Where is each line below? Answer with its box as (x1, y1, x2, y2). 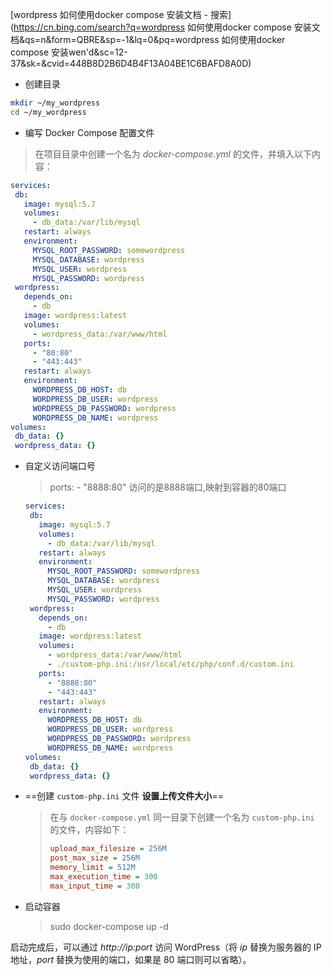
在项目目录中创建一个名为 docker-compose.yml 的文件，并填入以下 (34, 148, 312, 160)
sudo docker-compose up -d (49, 920, 169, 932)
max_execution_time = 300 (49, 872, 158, 882)
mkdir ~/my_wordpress (10, 98, 101, 108)
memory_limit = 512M (49, 863, 136, 873)
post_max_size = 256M (49, 853, 140, 863)
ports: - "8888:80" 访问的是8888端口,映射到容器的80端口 (49, 481, 287, 493)
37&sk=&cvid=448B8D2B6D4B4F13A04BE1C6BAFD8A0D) (10, 58, 252, 69)
